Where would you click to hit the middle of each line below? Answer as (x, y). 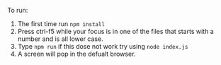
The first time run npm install (61, 24)
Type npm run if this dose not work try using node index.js (103, 46)
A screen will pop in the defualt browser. (76, 54)
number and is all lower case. (61, 39)
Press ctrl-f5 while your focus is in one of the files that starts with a (115, 31)
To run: (18, 10)
